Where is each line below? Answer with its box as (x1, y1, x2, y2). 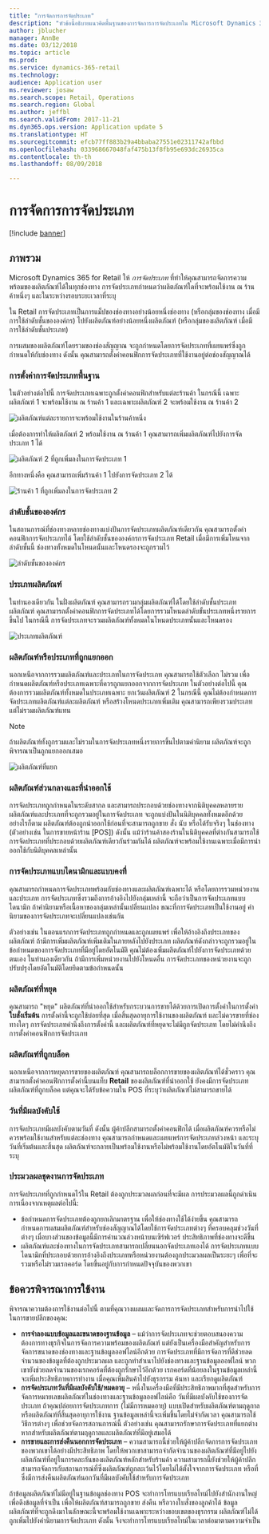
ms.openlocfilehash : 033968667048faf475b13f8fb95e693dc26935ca (9, 145, 224, 153)
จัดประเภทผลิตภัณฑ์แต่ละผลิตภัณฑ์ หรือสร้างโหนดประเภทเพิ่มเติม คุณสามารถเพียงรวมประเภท (9, 696, 253, 707)
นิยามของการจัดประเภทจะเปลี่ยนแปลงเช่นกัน (9, 911, 125, 921)
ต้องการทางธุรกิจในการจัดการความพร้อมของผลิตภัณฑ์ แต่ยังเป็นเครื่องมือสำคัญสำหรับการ (20, 1338, 251, 1347)
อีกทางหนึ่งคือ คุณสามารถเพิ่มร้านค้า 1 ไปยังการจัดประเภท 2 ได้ (9, 470, 173, 480)
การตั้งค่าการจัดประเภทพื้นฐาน (9, 370, 101, 381)
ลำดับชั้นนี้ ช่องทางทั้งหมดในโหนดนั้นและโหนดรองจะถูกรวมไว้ (9, 542, 170, 552)
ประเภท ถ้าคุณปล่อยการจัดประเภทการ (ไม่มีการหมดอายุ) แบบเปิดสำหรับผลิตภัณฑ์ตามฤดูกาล (20, 1401, 260, 1410)
